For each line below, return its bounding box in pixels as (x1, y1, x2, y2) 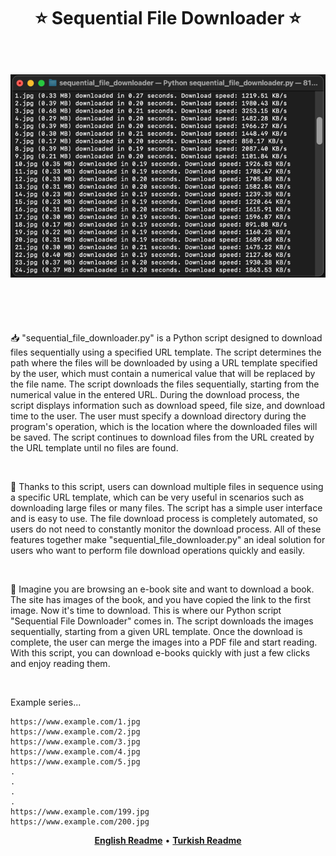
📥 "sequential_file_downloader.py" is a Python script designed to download (10, 332, 323, 344)
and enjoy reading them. (10, 658, 111, 670)
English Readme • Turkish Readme (94, 835, 242, 847)
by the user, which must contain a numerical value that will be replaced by (10, 368, 316, 380)
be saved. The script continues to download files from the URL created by (10, 431, 315, 444)
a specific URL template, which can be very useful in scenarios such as (10, 491, 305, 504)
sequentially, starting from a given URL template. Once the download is (10, 626, 303, 638)
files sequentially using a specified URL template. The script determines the (10, 346, 322, 359)
